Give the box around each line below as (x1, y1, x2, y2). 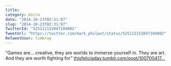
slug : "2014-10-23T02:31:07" (5, 21, 68, 27)
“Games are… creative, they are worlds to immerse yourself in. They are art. (5, 49, 166, 56)
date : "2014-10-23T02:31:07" (5, 17, 68, 22)
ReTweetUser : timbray (5, 36, 52, 41)
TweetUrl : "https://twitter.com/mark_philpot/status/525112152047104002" (5, 31, 167, 36)
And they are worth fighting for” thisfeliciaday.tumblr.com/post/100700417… (5, 55, 165, 61)
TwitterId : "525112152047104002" (5, 26, 77, 31)
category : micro (5, 12, 40, 17)
